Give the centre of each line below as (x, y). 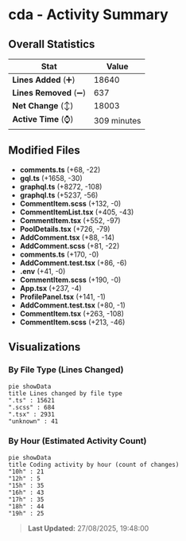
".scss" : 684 (32, 407)
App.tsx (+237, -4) (50, 288)
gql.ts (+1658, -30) (51, 178)
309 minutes (117, 120)
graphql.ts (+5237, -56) (59, 195)
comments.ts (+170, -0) (59, 254)
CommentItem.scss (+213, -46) (72, 322)
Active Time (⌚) (43, 119)
